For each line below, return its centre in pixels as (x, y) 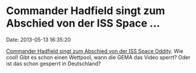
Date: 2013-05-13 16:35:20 (39, 39)
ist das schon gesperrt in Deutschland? (54, 64)
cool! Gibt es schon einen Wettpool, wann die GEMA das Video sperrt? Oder (98, 57)
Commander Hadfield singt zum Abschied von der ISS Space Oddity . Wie (95, 51)
